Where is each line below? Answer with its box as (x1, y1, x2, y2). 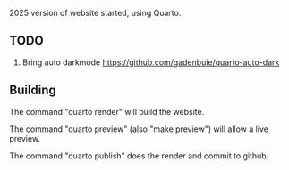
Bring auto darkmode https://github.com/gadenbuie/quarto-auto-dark (21, 57, 280, 68)
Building (9, 83, 56, 98)
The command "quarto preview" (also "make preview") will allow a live (9, 124, 268, 134)
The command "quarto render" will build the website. (9, 106, 205, 117)
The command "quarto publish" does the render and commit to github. (9, 150, 269, 161)
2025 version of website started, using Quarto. (9, 8, 182, 18)
